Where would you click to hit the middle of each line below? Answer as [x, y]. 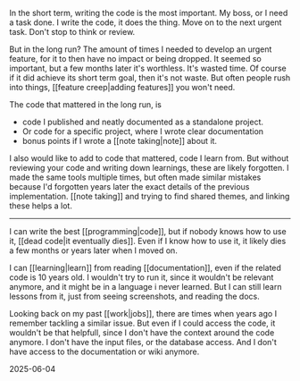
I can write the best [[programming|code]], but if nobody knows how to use [148, 231]
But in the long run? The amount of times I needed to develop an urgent [141, 49]
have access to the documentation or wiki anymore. [104, 351]
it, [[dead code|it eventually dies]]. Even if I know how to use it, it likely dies [148, 241]
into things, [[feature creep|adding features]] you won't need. [122, 87]
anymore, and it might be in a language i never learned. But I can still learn [146, 287]
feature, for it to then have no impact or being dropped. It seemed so [135, 59]
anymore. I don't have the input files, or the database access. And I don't [143, 342]
